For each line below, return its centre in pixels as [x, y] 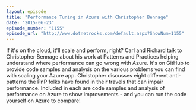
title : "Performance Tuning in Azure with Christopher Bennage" [87, 17]
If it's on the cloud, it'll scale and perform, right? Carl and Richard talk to [94, 50]
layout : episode [26, 12]
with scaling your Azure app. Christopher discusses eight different [87, 76]
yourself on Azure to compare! [44, 101]
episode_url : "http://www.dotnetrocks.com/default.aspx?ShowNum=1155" [95, 34]
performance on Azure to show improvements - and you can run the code [97, 95]
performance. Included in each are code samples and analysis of [86, 88]
